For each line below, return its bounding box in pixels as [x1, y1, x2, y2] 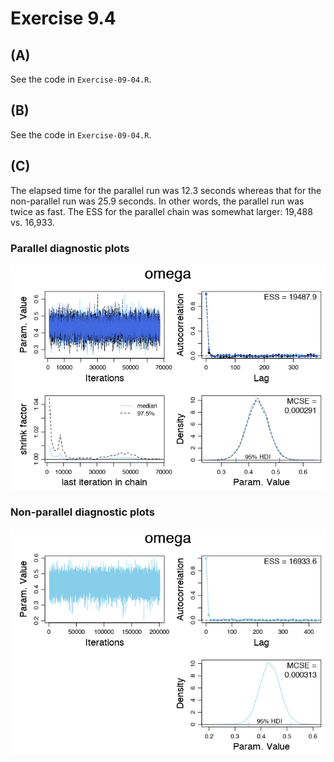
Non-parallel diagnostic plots [10, 505, 155, 519]
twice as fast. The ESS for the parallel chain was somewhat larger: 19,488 [10, 205, 313, 217]
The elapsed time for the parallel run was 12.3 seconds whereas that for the [10, 184, 322, 196]
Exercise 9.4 [10, 7, 117, 30]
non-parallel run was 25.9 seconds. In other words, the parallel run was [10, 195, 305, 207]
